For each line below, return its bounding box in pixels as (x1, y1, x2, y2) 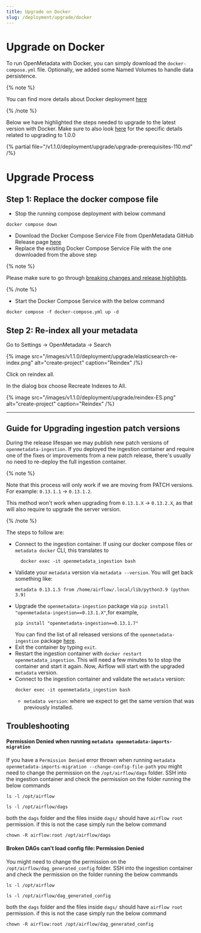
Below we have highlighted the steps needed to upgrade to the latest (6, 119, 176, 126)
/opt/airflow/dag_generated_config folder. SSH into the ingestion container (6, 864, 193, 871)
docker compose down (6, 222, 58, 228)
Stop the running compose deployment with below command (14, 210, 166, 217)
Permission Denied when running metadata (6, 738, 114, 745)
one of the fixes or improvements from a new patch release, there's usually (6, 452, 191, 459)
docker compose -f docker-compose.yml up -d (6, 309, 119, 315)
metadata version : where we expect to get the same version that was (23, 697, 194, 705)
